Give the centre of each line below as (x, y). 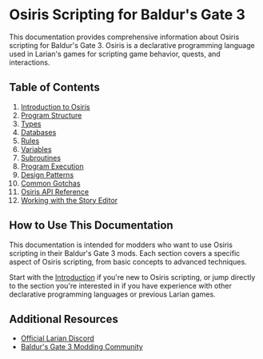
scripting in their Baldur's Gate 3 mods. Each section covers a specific (125, 253)
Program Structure (51, 115)
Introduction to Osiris (55, 106)
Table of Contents (55, 88)
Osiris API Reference (55, 191)
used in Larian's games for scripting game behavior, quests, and (115, 54)
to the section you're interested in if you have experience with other (121, 285)
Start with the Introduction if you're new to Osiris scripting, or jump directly (132, 277)
